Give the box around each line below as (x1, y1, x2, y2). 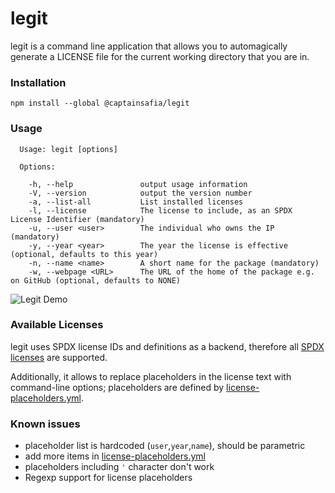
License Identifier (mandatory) (10, 214, 145, 224)
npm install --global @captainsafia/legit (10, 98, 190, 109)
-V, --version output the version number (28, 188, 253, 198)
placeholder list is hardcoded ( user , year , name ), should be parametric (24, 440, 306, 452)
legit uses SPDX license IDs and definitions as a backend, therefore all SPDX (10, 340, 325, 352)
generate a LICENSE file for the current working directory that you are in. (10, 50, 310, 62)
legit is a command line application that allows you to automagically (10, 40, 288, 52)
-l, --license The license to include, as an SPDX (28, 205, 293, 216)
